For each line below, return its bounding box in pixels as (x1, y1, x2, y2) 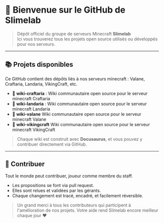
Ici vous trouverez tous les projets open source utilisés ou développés (17, 36, 158, 42)
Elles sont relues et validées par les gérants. (12, 187, 101, 193)
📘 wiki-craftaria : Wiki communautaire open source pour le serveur (12, 90, 148, 96)
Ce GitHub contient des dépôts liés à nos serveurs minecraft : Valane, (5, 75, 145, 82)
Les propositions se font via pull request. (12, 182, 94, 188)
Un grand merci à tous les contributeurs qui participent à (17, 202, 131, 208)
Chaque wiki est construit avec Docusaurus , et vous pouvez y (17, 136, 143, 142)
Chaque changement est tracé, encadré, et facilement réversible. (12, 192, 143, 199)
